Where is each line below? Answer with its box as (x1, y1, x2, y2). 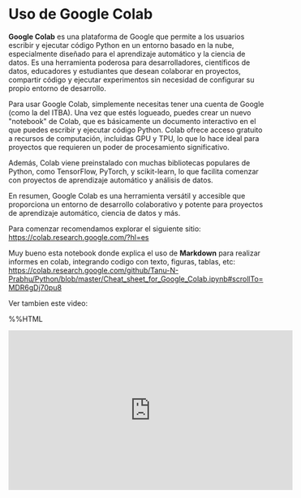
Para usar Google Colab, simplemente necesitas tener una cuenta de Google (8, 99, 264, 109)
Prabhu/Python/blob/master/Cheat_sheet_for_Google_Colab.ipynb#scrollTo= (8, 273, 264, 284)
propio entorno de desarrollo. (8, 83, 107, 93)
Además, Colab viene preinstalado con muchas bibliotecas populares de (8, 157, 251, 167)
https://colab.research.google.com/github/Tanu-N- (8, 265, 179, 275)
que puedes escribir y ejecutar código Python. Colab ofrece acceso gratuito (8, 125, 263, 135)
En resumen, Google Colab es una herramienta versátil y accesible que (8, 191, 246, 200)
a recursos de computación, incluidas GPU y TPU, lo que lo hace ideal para (8, 133, 260, 143)
